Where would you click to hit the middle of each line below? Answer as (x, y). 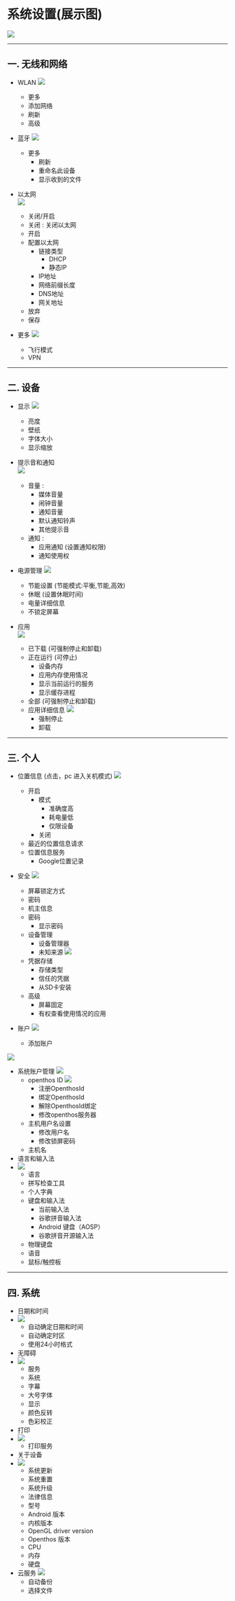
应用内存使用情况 (63, 674)
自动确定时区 (46, 1335)
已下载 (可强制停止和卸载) (65, 648)
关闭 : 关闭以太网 (52, 224)
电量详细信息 (46, 603)
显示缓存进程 (57, 692)
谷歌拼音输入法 (60, 1218)
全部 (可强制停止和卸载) (62, 701)
